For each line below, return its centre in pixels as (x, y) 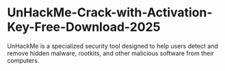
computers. (23, 60)
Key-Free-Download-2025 (84, 27)
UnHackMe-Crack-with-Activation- (110, 13)
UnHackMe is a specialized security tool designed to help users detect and (113, 46)
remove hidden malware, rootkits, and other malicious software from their (110, 53)
